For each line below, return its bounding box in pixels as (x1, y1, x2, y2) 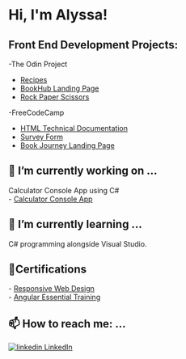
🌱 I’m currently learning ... (8, 218, 143, 231)
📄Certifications (8, 263, 87, 277)
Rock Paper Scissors (19, 92, 90, 102)
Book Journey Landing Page (19, 141, 115, 150)
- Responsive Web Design (8, 284, 95, 294)
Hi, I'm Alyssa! (8, 6, 108, 24)
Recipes (19, 75, 48, 84)
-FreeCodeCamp (8, 108, 65, 117)
